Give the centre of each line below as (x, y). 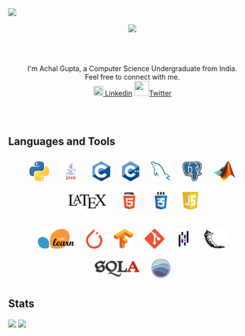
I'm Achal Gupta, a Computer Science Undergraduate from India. (132, 69)
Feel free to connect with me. (132, 77)
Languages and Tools (62, 142)
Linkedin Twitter (138, 93)
